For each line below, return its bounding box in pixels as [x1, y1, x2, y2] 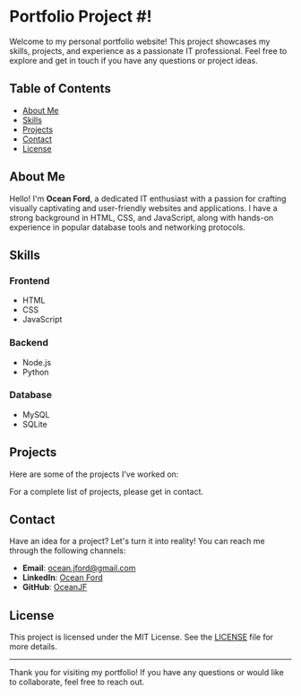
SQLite [21, 418, 47, 429]
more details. [9, 641, 58, 652]
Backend [9, 337, 49, 349]
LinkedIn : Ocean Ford [21, 572, 103, 583]
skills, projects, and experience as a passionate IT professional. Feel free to [9, 45, 288, 56]
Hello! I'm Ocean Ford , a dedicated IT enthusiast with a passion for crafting [9, 193, 287, 204]
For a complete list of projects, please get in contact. [9, 486, 204, 497]
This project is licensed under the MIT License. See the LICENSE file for [9, 631, 274, 643]
